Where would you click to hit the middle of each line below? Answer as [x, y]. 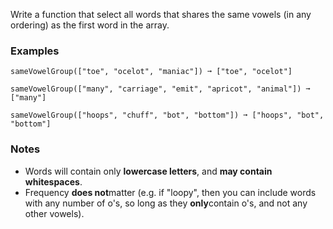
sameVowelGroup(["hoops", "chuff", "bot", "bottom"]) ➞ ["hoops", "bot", [167, 115]
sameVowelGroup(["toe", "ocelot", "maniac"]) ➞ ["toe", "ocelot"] [151, 72]
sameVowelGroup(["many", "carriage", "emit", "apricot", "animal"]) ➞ [160, 89]
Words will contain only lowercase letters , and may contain [148, 171]
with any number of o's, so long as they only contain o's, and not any [166, 203]
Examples [35, 51]
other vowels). [54, 213]
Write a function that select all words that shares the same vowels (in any [161, 14]
